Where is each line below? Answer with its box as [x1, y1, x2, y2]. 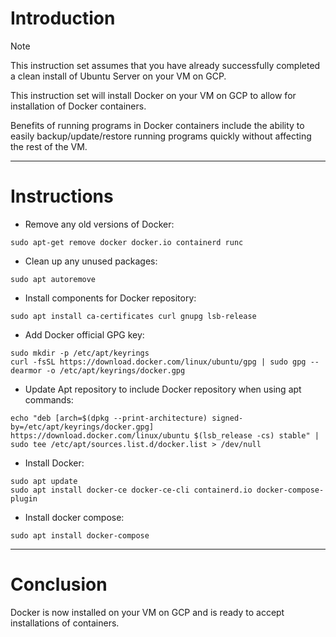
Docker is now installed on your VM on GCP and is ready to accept [10, 606, 285, 618]
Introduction [10, 7, 116, 30]
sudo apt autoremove [10, 274, 97, 284]
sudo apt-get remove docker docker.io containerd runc [10, 237, 244, 247]
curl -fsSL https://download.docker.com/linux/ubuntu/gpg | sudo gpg [10, 357, 307, 367]
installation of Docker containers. [10, 100, 147, 112]
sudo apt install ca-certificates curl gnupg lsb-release [10, 311, 257, 321]
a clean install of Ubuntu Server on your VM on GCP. [10, 70, 227, 82]
